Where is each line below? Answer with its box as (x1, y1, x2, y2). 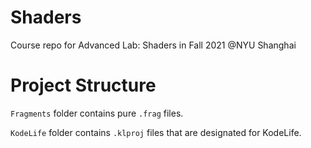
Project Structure (10, 74, 157, 97)
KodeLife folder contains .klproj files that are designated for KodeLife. (10, 126, 302, 138)
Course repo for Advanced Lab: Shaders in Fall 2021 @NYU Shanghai (10, 39, 297, 51)
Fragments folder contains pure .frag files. (10, 107, 184, 119)
